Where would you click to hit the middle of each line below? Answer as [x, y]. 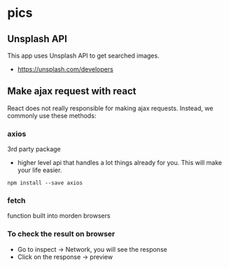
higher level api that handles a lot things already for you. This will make [120, 163]
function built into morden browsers [59, 216]
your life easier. [40, 170]
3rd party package [34, 149]
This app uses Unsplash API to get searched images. [83, 55]
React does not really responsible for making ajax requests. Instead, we [110, 108]
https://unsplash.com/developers [65, 69]
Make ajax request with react [72, 92]
